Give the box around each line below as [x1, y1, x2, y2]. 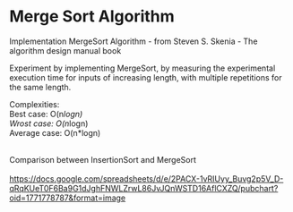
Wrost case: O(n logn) [9, 118, 89, 129]
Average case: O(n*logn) [9, 127, 101, 138]
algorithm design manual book [9, 45, 122, 55]
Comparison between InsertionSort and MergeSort [9, 154, 197, 165]
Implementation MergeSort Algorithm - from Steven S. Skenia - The [9, 36, 258, 47]
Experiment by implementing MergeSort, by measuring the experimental [9, 63, 276, 73]
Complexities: [9, 98, 60, 109]
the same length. [9, 81, 72, 92]
